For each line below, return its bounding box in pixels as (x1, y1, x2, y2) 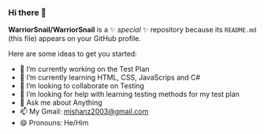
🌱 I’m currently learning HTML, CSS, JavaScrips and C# (19, 73, 201, 82)
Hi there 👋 (8, 7, 47, 18)
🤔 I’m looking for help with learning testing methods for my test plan (19, 90, 240, 99)
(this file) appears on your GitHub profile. (8, 34, 142, 43)
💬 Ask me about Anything (19, 98, 102, 107)
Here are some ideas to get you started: (8, 49, 138, 58)
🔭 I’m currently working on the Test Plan (19, 65, 150, 74)
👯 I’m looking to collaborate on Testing (19, 81, 144, 91)
